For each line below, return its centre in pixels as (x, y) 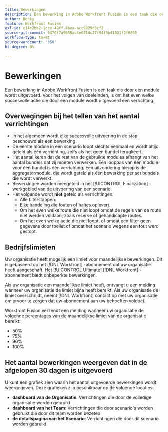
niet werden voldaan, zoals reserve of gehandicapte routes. (81, 216)
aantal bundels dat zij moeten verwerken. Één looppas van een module (85, 162)
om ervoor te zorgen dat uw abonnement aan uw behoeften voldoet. (75, 301)
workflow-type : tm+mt (28, 38)
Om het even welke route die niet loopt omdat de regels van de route (90, 210)
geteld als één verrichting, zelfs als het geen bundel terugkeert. (78, 152)
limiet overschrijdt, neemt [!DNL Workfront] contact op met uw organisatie (81, 296)
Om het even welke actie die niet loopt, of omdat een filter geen (85, 221)
